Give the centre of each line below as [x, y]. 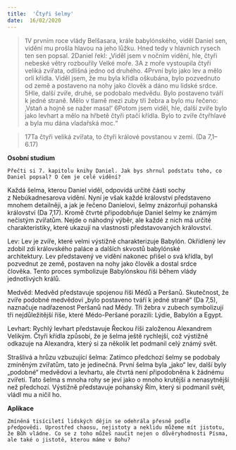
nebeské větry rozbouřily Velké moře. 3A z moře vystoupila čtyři [118, 63]
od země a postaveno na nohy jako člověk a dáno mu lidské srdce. [121, 85]
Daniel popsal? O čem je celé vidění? [64, 177]
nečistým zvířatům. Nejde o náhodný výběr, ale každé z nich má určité [109, 220]
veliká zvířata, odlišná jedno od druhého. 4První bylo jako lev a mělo [123, 71]
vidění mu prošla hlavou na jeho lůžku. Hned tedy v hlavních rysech [123, 48]
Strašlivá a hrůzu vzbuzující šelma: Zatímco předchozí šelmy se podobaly [114, 357]
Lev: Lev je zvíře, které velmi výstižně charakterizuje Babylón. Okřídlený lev [117, 241]
